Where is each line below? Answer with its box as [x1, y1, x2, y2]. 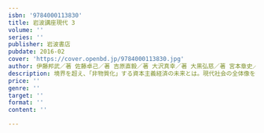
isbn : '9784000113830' [8, 11, 82, 20]
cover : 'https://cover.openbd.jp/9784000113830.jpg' [8, 56, 185, 63]
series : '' [8, 33, 44, 41]
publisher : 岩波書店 [8, 41, 71, 49]
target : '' [8, 92, 44, 99]
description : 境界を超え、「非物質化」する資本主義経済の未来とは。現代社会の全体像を [8, 70, 256, 77]
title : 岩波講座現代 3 [8, 19, 75, 27]
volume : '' [8, 26, 44, 34]
